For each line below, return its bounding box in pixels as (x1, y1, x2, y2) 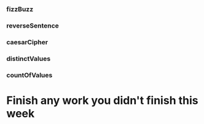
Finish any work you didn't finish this (6, 93, 198, 107)
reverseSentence (6, 21, 60, 29)
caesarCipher (6, 37, 48, 46)
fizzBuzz (6, 5, 34, 14)
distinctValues (6, 54, 51, 63)
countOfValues (6, 71, 53, 79)
